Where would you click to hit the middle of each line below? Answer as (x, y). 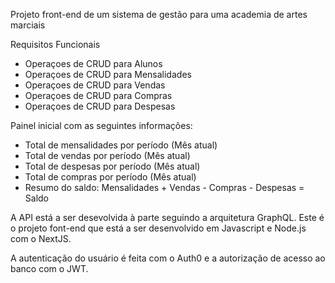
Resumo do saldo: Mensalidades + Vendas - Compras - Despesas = (164, 187)
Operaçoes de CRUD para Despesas (100, 106)
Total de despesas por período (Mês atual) (112, 166)
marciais (28, 25)
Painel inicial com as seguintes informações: (101, 125)
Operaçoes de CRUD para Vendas (95, 85)
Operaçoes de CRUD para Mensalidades (108, 74)
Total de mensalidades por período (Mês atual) (121, 145)
